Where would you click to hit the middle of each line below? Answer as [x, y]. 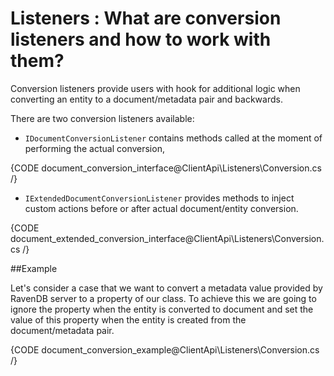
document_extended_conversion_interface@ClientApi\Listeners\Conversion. [167, 238]
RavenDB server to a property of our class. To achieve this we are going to [163, 298]
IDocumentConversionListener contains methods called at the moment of [173, 138]
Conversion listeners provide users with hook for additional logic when [155, 88]
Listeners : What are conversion [146, 18]
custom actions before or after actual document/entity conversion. [161, 208]
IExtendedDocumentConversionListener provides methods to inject [159, 198]
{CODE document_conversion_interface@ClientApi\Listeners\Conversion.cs [166, 168]
